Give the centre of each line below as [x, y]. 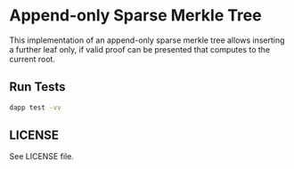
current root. [33, 59]
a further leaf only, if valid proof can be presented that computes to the [140, 49]
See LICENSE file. [41, 157]
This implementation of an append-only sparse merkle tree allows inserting [147, 40]
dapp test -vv [36, 108]
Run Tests [37, 87]
